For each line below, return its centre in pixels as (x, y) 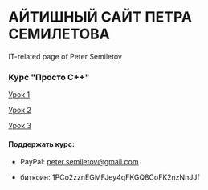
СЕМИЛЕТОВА (59, 34)
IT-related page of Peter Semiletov (65, 56)
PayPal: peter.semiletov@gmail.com (79, 162)
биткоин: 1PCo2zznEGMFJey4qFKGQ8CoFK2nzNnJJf (110, 177)
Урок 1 (19, 95)
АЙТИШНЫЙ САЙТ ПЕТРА (100, 17)
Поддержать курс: (41, 144)
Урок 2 (20, 110)
